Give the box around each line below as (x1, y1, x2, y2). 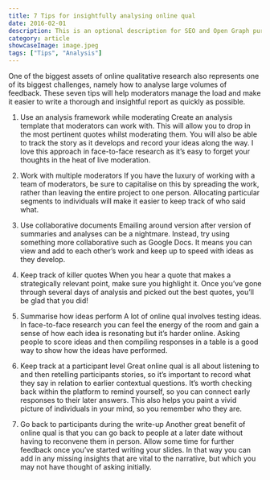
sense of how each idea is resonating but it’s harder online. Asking (19, 329, 240, 338)
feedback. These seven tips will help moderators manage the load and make (8, 88, 261, 97)
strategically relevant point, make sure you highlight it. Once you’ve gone (19, 279, 262, 288)
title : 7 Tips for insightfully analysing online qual (8, 11, 196, 20)
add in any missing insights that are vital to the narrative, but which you (19, 453, 256, 463)
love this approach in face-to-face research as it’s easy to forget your (19, 146, 251, 156)
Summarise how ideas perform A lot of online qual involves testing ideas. (19, 311, 262, 321)
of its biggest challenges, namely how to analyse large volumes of (8, 80, 227, 89)
